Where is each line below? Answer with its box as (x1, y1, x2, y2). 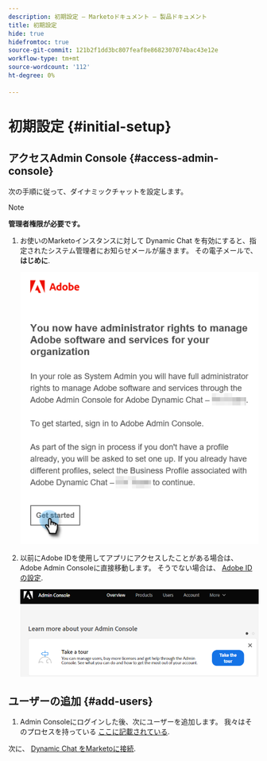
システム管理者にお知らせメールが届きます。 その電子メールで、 (47, 245, 258, 255)
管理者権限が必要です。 (8, 218, 85, 228)
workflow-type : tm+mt (8, 55, 80, 63)
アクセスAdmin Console (8, 152, 127, 165)
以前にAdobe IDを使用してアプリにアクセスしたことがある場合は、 (19, 553, 238, 563)
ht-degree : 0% (8, 71, 56, 79)
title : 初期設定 (8, 21, 57, 29)
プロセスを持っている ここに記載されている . (26, 727, 170, 736)
